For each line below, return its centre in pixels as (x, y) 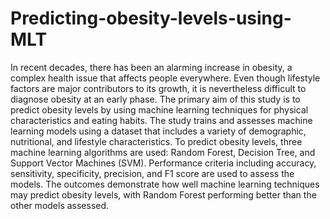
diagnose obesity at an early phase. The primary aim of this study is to (155, 99)
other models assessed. (60, 205)
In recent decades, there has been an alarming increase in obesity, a (151, 67)
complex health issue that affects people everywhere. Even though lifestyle (165, 78)
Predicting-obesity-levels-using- (151, 18)
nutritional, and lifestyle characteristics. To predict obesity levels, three (156, 141)
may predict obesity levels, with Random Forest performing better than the (163, 194)
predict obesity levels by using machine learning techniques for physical (159, 109)
